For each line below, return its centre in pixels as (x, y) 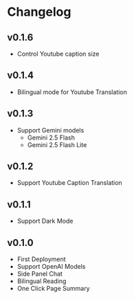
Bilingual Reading (42, 281)
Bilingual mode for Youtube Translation (72, 92)
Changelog (39, 12)
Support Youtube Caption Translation (69, 183)
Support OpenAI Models (51, 267)
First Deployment (42, 259)
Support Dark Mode (45, 221)
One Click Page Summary (53, 289)
